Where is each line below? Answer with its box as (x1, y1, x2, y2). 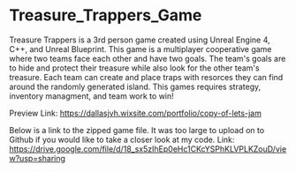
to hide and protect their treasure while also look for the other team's (9, 63, 260, 73)
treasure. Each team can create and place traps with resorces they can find (9, 71, 284, 82)
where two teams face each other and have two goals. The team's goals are (9, 53, 286, 64)
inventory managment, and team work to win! (9, 90, 174, 101)
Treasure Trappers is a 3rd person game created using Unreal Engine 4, (9, 34, 271, 45)
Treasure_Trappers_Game (9, 5, 202, 26)
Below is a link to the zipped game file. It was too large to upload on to (9, 124, 265, 135)
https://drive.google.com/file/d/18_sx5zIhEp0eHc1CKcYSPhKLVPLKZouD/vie (9, 143, 287, 154)
